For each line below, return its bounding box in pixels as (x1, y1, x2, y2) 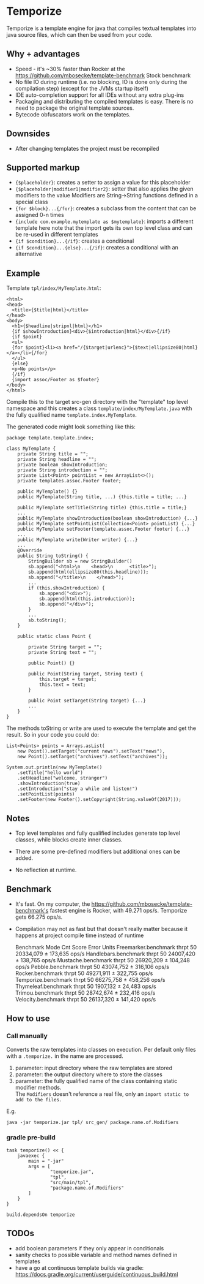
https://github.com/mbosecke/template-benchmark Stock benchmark (15, 72, 191, 79)
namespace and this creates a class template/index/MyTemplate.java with (6, 405, 192, 412)
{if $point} (12, 334, 43, 340)
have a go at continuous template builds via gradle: (15, 1264, 144, 1271)
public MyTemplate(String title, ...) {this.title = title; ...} (17, 494, 188, 500)
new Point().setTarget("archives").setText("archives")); (17, 754, 168, 760)
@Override (17, 547, 43, 554)
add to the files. (15, 1096, 62, 1103)
